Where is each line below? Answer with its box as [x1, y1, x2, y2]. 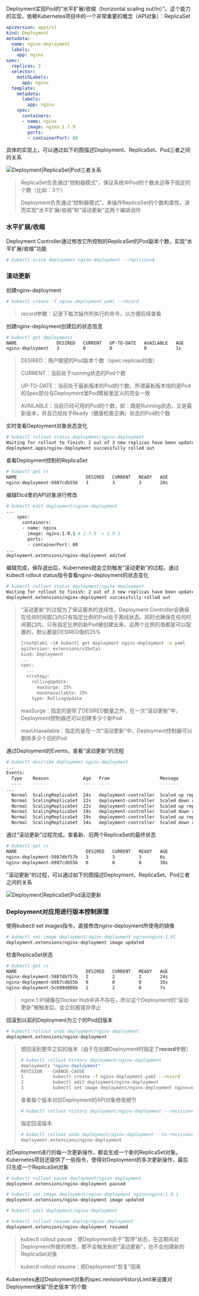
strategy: [26, 673, 50, 679]
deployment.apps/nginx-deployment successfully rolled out [6, 445, 155, 452]
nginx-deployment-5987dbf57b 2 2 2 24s [6, 974, 168, 980]
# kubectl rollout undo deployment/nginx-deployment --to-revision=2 [20, 1131, 197, 1137]
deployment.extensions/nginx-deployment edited [6, 553, 126, 559]
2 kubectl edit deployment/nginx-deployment [20, 1079, 159, 1086]
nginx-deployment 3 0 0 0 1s [6, 345, 182, 352]
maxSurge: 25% [36, 684, 72, 690]
